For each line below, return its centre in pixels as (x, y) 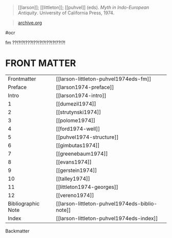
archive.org (30, 23)
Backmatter (17, 231)
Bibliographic (24, 203)
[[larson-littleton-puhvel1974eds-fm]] (104, 79)
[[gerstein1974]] (77, 170)
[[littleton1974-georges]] (87, 187)
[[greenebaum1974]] (82, 154)
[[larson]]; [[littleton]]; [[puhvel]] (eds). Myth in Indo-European (83, 7)
